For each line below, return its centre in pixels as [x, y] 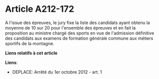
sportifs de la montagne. [30, 43]
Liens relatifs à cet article [31, 53]
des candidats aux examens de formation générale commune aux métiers [79, 38]
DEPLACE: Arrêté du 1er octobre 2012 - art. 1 [57, 72]
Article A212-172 [40, 9]
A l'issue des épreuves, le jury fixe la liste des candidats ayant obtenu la [78, 23]
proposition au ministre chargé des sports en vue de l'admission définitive [79, 33]
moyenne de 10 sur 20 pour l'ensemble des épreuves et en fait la [70, 27]
